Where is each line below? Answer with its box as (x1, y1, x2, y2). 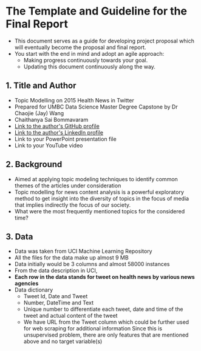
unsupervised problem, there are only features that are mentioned (23, 332, 189, 339)
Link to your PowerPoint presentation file (14, 135, 117, 142)
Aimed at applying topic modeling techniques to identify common (14, 175, 179, 182)
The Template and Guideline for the (5, 4, 188, 18)
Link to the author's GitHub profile (14, 122, 100, 130)
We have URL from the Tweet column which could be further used (23, 318, 189, 326)
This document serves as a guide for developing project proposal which (14, 37, 195, 44)
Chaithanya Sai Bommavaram (14, 116, 89, 123)
